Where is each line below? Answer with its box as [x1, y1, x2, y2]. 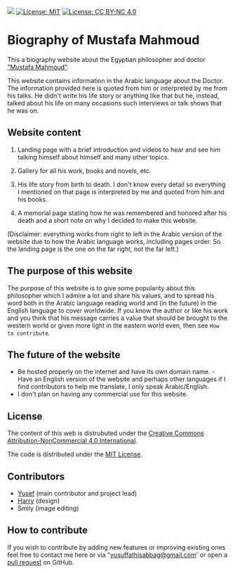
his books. [17, 195, 48, 203]
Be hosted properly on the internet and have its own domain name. [17, 368, 210, 376]
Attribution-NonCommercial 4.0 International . [7, 437, 138, 445]
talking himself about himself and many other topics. [17, 153, 170, 161]
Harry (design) [17, 496, 60, 505]
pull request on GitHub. [7, 558, 75, 566]
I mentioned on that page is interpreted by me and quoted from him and [17, 187, 224, 196]
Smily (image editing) [17, 504, 79, 513]
